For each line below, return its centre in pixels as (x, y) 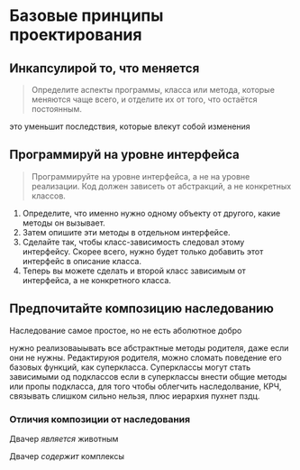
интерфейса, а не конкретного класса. (96, 280)
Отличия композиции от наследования (100, 419)
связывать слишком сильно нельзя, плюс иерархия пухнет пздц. (135, 396)
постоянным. (57, 109)
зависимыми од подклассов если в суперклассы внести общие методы (148, 376)
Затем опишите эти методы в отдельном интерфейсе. (127, 232)
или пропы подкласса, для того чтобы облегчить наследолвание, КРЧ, (145, 386)
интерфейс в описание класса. (82, 261)
